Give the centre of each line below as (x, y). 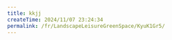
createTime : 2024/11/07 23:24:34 (55, 20)
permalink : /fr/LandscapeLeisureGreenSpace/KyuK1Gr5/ (86, 26)
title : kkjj (24, 13)
